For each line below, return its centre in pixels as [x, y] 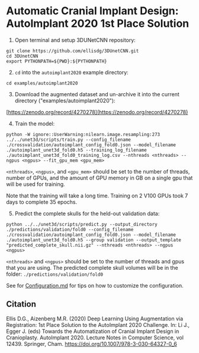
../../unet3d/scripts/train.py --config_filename [69, 140]
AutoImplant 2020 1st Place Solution [98, 23]
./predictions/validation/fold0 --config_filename [70, 229]
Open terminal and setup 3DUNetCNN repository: [75, 40]
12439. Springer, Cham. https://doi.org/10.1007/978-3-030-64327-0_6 [92, 343]
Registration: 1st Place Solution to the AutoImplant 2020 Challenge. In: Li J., [98, 324]
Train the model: [35, 124]
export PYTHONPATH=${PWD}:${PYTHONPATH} [57, 61]
